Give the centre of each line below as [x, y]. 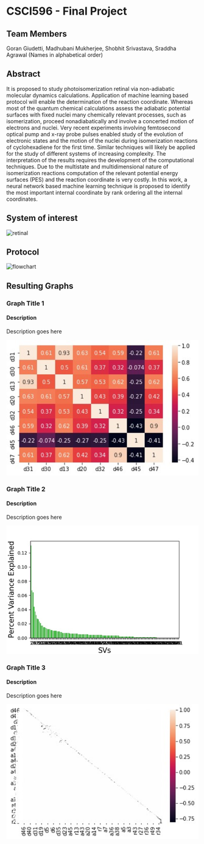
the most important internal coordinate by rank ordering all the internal [94, 192]
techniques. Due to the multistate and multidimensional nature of [87, 167]
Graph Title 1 [25, 303]
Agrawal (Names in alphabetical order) [55, 55]
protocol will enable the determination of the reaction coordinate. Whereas [100, 101]
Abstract [23, 74]
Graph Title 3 [26, 668]
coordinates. [22, 199]
